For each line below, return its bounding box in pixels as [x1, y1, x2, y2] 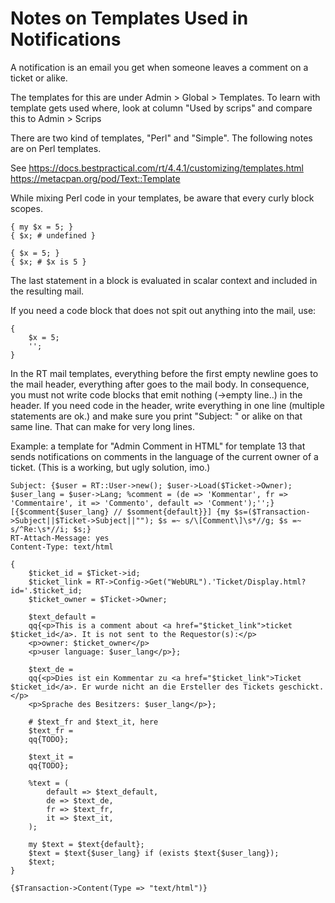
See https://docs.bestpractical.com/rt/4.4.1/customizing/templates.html [10, 162, 304, 174]
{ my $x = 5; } [10, 222, 74, 232]
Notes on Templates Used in [10, 7, 249, 30]
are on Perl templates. [10, 142, 102, 154]
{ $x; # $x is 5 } [10, 257, 87, 267]
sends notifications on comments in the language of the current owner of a [10, 450, 319, 462]
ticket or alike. [10, 72, 68, 84]
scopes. [10, 202, 43, 214]
